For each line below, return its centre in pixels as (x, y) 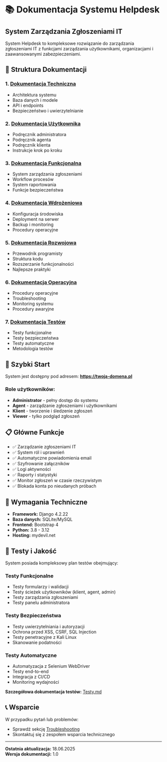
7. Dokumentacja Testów (35, 322)
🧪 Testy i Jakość (31, 551)
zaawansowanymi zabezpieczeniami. (43, 54)
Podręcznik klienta (31, 145)
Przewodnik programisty (38, 253)
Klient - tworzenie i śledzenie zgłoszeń (52, 411)
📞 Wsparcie (22, 707)
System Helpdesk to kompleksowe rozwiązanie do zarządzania (70, 43)
